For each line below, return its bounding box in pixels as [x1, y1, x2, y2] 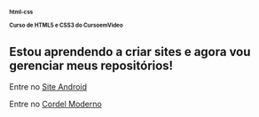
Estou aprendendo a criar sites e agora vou [9, 44, 251, 59]
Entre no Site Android [9, 82, 87, 92]
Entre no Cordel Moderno [9, 98, 102, 110]
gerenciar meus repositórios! [9, 58, 174, 73]
